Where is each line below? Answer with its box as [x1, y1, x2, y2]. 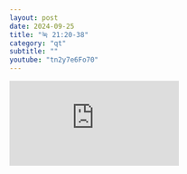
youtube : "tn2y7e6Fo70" [9, 55, 99, 64]
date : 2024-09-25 [9, 22, 75, 31]
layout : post [9, 13, 59, 23]
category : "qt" [9, 38, 67, 48]
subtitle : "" [9, 47, 59, 56]
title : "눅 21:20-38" [9, 30, 89, 39]
